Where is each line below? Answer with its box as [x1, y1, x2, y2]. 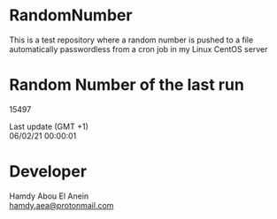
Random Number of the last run [9, 75, 245, 95]
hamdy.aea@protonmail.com [9, 200, 114, 210]
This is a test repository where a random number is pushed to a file [9, 34, 254, 45]
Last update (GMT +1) [9, 121, 88, 132]
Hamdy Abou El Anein [9, 191, 89, 201]
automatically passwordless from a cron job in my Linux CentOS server [9, 43, 268, 54]
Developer [9, 162, 87, 182]
